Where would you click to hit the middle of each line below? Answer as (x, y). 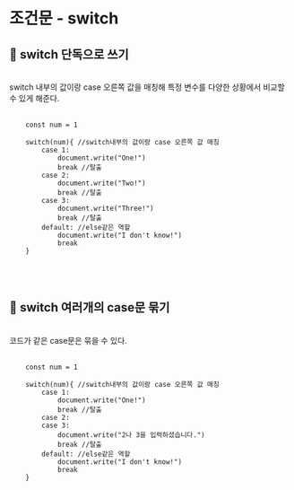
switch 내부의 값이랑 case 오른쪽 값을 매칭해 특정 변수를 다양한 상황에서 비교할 (147, 87)
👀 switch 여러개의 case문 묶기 (90, 307)
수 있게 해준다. (35, 98)
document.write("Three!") (105, 208)
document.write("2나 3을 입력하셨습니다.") (131, 435)
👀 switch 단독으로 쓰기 (69, 54)
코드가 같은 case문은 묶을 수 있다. (68, 340)
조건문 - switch (64, 18)
